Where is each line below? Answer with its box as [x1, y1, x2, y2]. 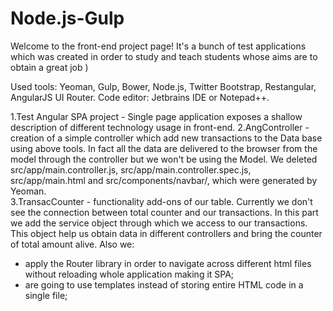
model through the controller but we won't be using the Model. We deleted [10, 153, 318, 165]
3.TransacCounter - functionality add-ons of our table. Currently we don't [10, 195, 313, 207]
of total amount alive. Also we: [10, 238, 135, 250]
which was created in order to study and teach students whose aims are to [10, 50, 318, 62]
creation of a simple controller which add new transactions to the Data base [10, 132, 323, 144]
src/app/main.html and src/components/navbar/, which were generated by [10, 174, 318, 186]
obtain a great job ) [10, 61, 89, 73]
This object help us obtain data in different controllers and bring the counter [10, 227, 323, 239]
